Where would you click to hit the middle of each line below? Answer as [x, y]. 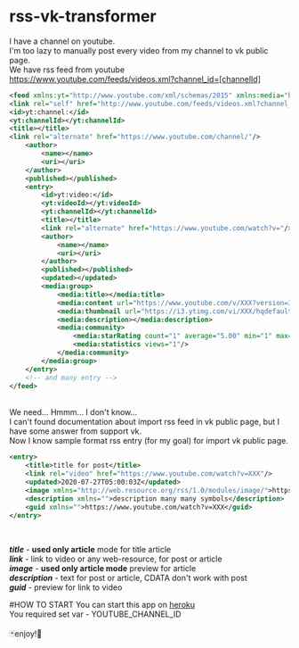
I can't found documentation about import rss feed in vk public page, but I [145, 422]
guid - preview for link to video [66, 587]
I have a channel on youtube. [62, 41]
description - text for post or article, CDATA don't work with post [128, 578]
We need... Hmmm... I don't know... [73, 412]
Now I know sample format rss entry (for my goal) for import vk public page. [149, 441]
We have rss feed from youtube [67, 70]
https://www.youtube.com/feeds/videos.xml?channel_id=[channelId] [135, 79]
